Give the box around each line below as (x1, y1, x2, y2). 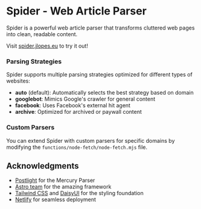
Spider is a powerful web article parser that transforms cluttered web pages (6, 24, 195, 31)
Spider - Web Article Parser (6, 4, 147, 18)
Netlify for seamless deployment (14, 196, 97, 203)
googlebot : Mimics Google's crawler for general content (14, 95, 156, 103)
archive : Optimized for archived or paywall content (14, 108, 142, 116)
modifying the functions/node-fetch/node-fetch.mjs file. (6, 143, 148, 151)
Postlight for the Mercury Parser (14, 176, 95, 184)
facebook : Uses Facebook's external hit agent (14, 102, 131, 109)
